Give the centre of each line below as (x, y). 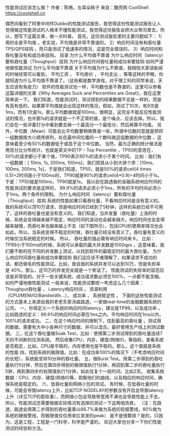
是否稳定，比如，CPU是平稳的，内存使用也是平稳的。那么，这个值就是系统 (83, 346)
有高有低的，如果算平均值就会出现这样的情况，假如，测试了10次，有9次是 (82, 106)
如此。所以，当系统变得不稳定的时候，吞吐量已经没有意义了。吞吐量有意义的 (85, 232)
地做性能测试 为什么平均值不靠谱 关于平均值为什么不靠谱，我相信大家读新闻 (84, 68)
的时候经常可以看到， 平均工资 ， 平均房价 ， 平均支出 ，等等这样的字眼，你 (84, 74)
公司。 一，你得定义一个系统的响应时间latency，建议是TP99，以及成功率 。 (84, 308)
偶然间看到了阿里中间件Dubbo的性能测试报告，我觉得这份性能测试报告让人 (83, 24)
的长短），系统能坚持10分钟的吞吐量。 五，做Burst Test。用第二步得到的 (80, 359)
